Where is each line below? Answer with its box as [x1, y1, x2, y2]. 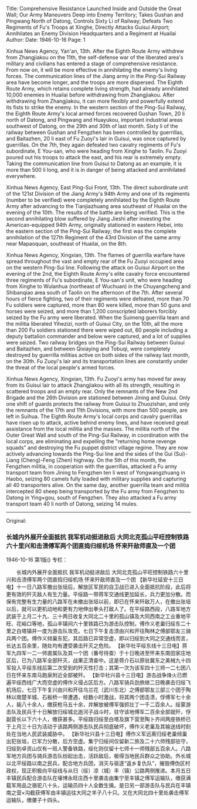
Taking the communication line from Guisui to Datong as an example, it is [6, 160, 182, 167]
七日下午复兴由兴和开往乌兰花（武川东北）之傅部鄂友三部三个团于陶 [26, 686, 191, 693]
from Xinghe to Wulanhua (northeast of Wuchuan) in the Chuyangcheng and [6, 283, 191, 290]
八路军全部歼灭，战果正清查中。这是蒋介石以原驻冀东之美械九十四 [31, 657, 191, 664]
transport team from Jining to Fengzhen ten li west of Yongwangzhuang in [6, 469, 186, 476]
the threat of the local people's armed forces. [6, 364, 116, 371]
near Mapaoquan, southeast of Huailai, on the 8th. [6, 240, 128, 247]
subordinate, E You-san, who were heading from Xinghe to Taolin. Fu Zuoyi [6, 148, 187, 155]
